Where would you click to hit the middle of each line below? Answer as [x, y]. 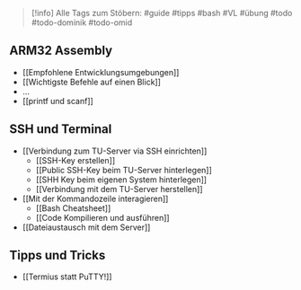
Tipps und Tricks [58, 255]
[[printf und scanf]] [58, 101]
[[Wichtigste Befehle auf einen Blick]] [92, 82]
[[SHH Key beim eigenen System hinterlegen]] [121, 180]
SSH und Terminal [61, 129]
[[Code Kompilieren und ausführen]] [102, 217]
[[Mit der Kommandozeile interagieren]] [95, 198]
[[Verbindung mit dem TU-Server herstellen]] [120, 189]
